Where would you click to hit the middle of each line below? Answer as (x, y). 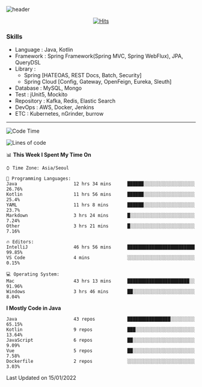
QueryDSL (28, 63)
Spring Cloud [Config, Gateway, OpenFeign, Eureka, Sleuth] (98, 82)
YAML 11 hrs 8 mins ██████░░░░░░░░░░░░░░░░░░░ (101, 205)
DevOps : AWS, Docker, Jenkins (54, 107)
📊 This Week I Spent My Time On (49, 155)
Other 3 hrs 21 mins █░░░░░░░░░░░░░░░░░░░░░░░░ (101, 226)
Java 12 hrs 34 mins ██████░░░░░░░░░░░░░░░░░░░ (101, 184)
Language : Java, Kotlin (44, 50)
